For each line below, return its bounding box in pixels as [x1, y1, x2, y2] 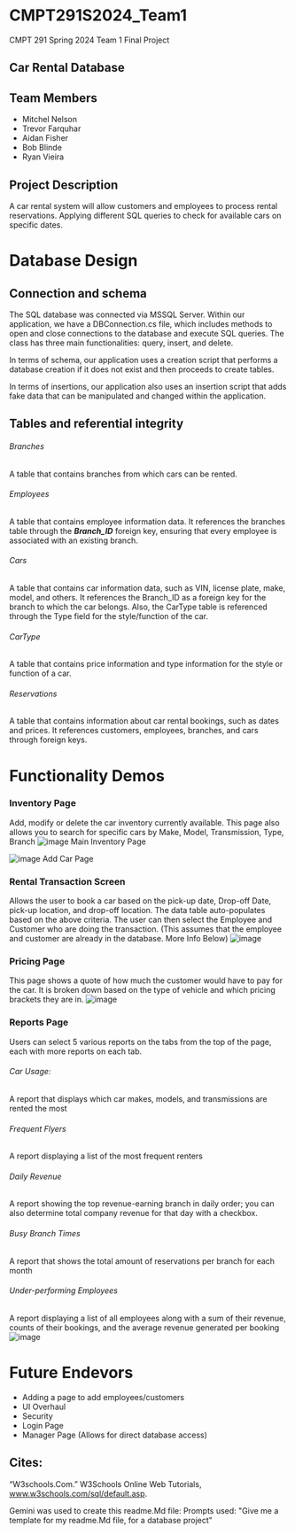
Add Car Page [43, 853, 94, 864]
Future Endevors [9, 1362, 134, 1383]
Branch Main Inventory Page [9, 836, 146, 847]
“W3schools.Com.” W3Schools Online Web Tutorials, [9, 1478, 202, 1489]
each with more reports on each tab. [9, 1046, 143, 1057]
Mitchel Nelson [21, 114, 78, 125]
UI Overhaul [21, 1401, 66, 1412]
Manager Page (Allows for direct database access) [21, 1429, 208, 1440]
